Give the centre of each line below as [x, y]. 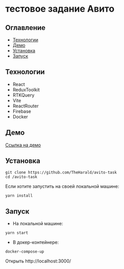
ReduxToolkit [26, 89]
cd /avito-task [21, 177]
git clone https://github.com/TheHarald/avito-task [61, 173]
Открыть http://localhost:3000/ [38, 261]
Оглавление [25, 28]
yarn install [19, 196]
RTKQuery [23, 95]
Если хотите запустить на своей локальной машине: [62, 187]
